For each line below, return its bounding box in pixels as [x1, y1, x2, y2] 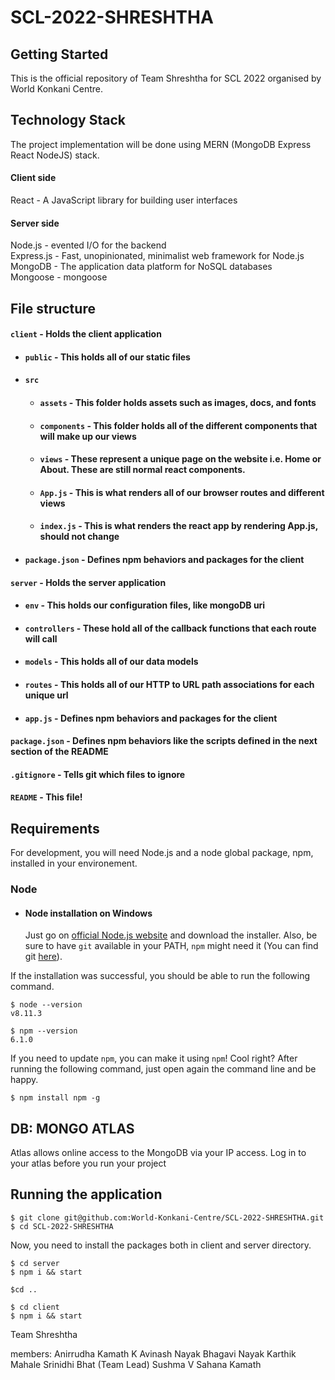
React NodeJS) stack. [10, 149, 100, 161]
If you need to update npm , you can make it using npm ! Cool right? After [10, 1052, 298, 1065]
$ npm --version [10, 1026, 78, 1036]
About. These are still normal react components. [39, 464, 246, 476]
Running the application [10, 1186, 163, 1203]
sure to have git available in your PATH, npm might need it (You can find [24, 940, 319, 952]
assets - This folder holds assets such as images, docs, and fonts [39, 396, 317, 408]
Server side [10, 217, 60, 229]
